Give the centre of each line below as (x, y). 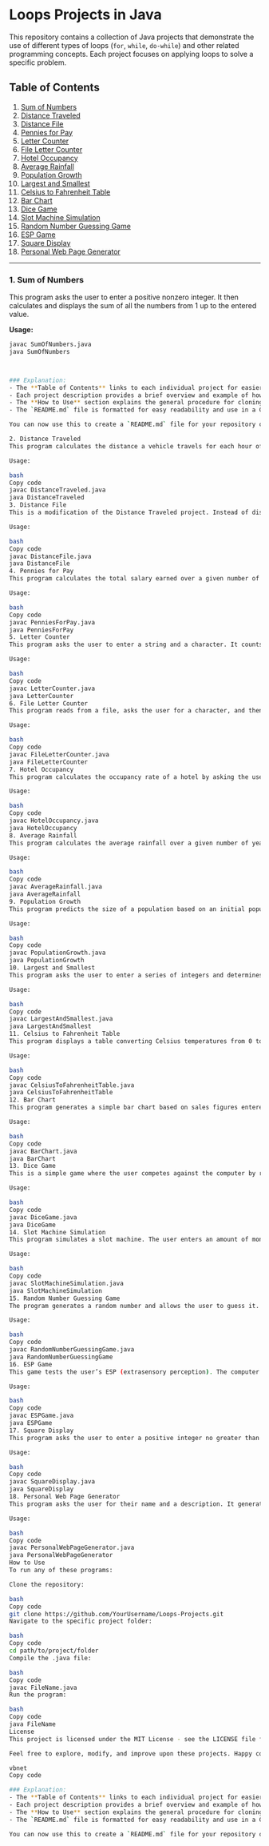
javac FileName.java (44, 1687)
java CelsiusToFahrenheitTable (61, 1093)
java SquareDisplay (42, 1489)
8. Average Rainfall (44, 835)
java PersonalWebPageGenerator (61, 1555)
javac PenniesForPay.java (52, 622)
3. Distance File (38, 505)
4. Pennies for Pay (42, 571)
